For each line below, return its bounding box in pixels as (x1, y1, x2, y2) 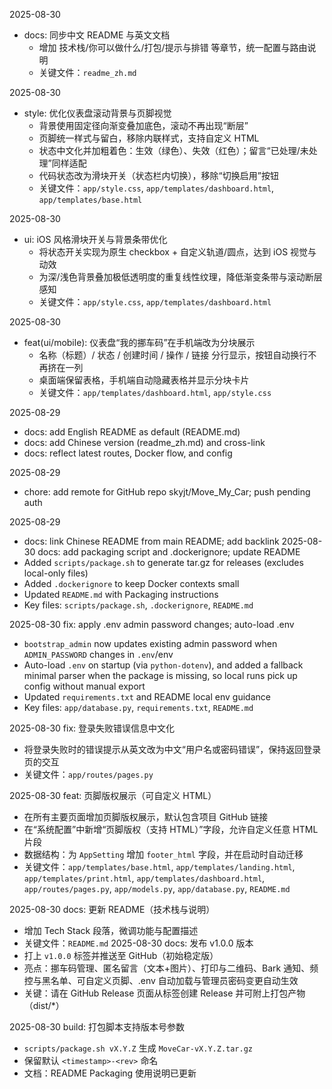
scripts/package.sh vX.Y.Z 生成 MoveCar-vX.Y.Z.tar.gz (23, 1042, 253, 1054)
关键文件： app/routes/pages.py (23, 769, 154, 780)
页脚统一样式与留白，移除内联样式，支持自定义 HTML (38, 132, 260, 144)
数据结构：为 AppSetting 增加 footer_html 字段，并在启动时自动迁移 (23, 849, 304, 860)
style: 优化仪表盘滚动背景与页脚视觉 (23, 107, 172, 119)
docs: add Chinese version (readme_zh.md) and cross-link (23, 437, 266, 448)
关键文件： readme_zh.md (38, 67, 137, 78)
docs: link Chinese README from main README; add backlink (23, 535, 280, 547)
